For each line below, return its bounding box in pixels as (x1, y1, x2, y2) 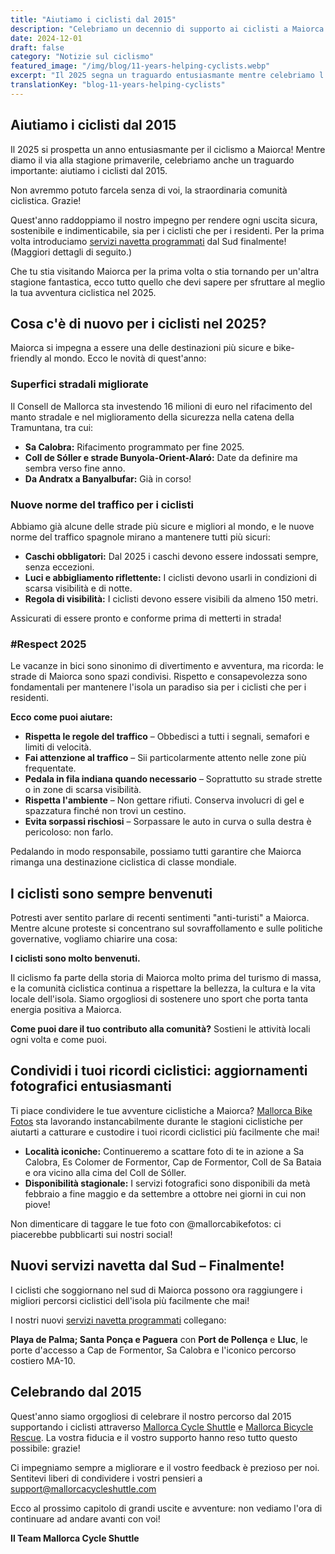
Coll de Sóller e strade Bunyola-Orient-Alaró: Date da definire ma (24, 451, 298, 463)
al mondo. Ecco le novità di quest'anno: (44, 352, 207, 365)
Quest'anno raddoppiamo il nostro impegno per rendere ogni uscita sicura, (10, 214, 318, 226)
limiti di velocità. (24, 741, 92, 753)
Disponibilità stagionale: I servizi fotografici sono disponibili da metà (24, 1177, 311, 1189)
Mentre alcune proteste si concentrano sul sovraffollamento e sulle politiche (10, 922, 323, 935)
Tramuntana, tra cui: (10, 421, 94, 433)
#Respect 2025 (10, 637, 87, 651)
